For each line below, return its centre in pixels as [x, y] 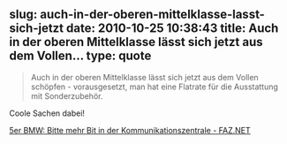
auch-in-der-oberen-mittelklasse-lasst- [152, 15]
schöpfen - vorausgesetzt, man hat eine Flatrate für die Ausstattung [154, 87]
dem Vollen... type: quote [80, 56]
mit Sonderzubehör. [67, 95]
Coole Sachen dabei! [47, 113]
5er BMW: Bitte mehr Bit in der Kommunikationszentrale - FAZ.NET [130, 130]
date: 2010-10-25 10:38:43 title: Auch [172, 29]
